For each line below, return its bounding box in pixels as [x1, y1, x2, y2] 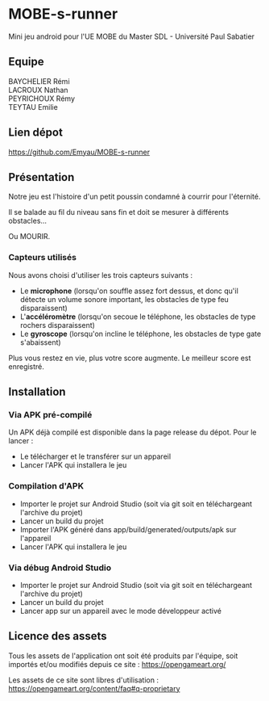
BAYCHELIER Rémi [8, 76, 70, 86]
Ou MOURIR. [8, 232, 51, 241]
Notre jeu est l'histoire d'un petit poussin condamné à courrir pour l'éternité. [8, 191, 261, 202]
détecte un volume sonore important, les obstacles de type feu [19, 294, 230, 304]
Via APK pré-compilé [8, 409, 93, 420]
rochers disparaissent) [19, 320, 95, 330]
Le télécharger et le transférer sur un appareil [19, 451, 172, 461]
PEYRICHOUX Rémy [8, 94, 75, 103]
